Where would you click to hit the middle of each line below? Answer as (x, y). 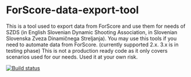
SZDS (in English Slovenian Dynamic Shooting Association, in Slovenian (92, 32)
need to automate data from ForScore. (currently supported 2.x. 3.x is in (92, 45)
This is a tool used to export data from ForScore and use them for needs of (96, 26)
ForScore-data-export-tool (72, 10)
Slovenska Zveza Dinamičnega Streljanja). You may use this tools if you (91, 38)
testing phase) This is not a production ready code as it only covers (87, 50)
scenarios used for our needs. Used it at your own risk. (72, 57)
